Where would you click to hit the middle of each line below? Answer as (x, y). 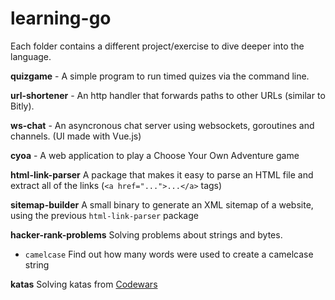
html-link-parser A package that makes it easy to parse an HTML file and (162, 174)
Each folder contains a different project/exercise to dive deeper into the (157, 46)
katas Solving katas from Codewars (84, 284)
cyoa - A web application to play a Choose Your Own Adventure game (155, 155)
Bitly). (22, 106)
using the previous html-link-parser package (104, 215)
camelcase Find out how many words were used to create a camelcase (169, 254)
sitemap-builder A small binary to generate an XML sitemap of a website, (162, 204)
